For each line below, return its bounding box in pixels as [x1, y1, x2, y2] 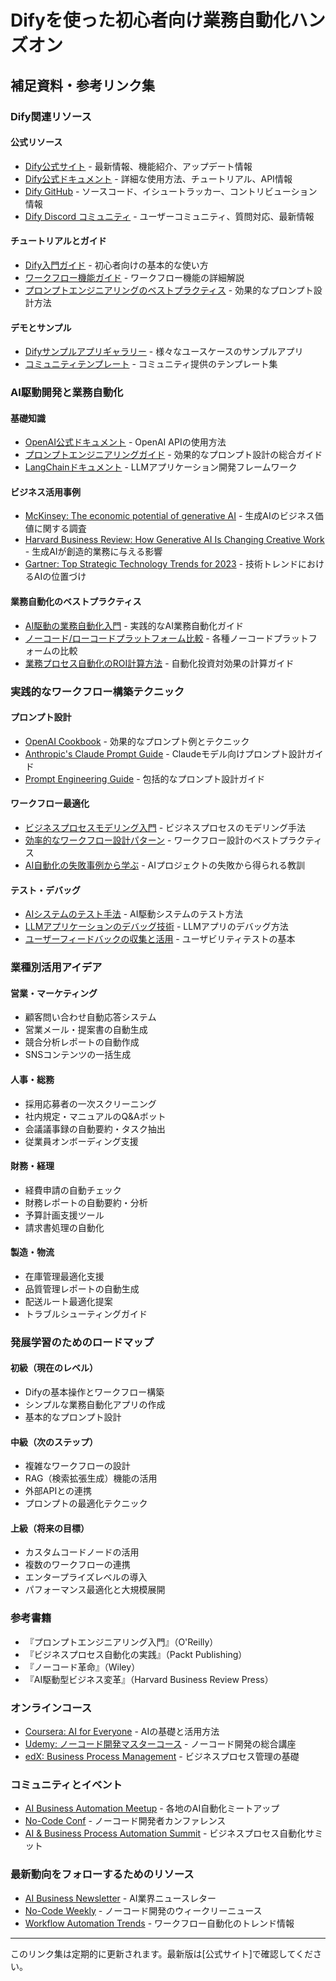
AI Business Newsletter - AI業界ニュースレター [24, 1892, 217, 1904]
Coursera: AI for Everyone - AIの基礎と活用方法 [24, 1726, 220, 1738]
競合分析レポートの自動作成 [24, 1036, 140, 1048]
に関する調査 [33, 522, 87, 535]
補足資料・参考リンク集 [10, 77, 155, 94]
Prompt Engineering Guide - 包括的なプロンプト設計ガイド [24, 772, 266, 785]
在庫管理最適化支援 [24, 1270, 105, 1282]
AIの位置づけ [33, 571, 87, 583]
